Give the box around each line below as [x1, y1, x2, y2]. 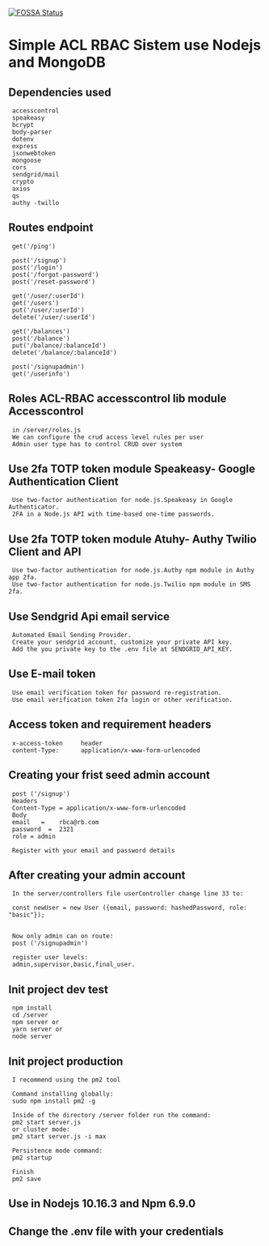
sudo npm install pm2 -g [11, 1097, 95, 1105]
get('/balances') [11, 327, 70, 335]
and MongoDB [8, 53, 107, 72]
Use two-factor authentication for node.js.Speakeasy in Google [11, 496, 233, 504]
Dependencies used [8, 85, 111, 99]
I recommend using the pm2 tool [11, 1075, 121, 1084]
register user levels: [11, 954, 89, 962]
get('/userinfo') [11, 369, 70, 378]
